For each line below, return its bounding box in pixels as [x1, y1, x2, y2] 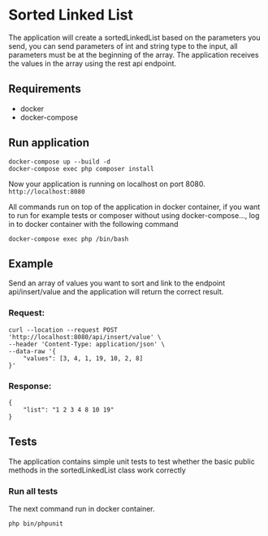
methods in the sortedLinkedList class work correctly [8, 465, 187, 475]
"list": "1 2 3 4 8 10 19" [23, 405, 115, 414]
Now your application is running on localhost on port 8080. [8, 179, 205, 189]
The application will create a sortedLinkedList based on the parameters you [8, 33, 262, 42]
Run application [8, 136, 90, 150]
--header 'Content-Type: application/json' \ [8, 340, 165, 348]
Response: [8, 380, 52, 391]
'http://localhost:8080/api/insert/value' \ [8, 333, 162, 341]
